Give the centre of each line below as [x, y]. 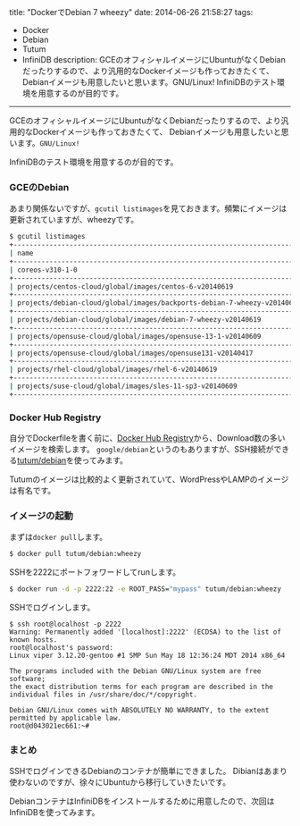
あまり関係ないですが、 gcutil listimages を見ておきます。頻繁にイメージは [148, 208]
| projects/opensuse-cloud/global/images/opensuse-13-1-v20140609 [135, 336]
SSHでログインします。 [52, 607]
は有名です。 [33, 491]
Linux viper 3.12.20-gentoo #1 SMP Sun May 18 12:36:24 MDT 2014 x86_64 [147, 656]
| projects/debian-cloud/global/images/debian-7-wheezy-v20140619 [135, 320]
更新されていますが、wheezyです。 [74, 220]
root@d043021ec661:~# [50, 726]
